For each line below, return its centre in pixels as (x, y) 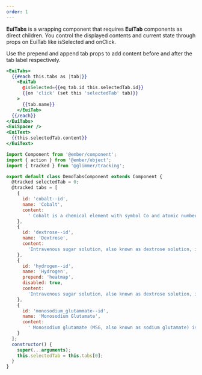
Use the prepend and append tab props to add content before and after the (99, 53)
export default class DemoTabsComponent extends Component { (84, 176)
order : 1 (17, 12)
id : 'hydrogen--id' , (48, 266)
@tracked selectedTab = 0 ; (45, 182)
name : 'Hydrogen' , (45, 271)
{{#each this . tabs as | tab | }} (49, 76)
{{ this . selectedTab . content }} (49, 138)
